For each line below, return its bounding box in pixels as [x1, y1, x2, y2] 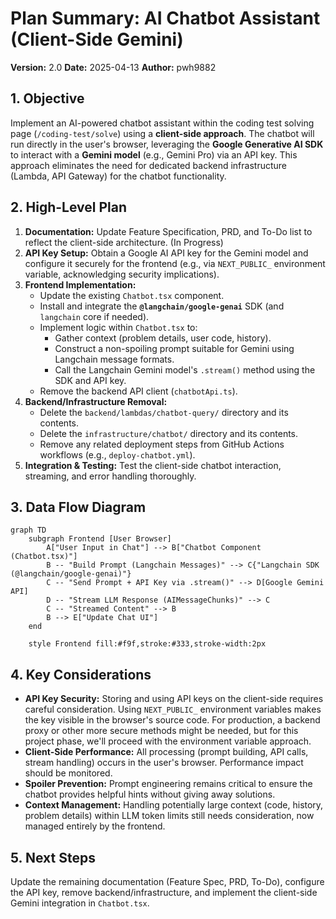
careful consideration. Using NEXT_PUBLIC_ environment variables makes [24, 703, 322, 716]
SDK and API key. [54, 374, 127, 386]
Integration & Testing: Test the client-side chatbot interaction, [24, 459, 282, 471]
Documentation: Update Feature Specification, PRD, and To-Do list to [24, 225, 313, 237]
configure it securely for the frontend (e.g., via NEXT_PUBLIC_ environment [24, 257, 326, 269]
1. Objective [10, 90, 85, 107]
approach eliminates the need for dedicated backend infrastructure [10, 159, 287, 171]
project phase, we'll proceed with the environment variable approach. [24, 735, 312, 747]
